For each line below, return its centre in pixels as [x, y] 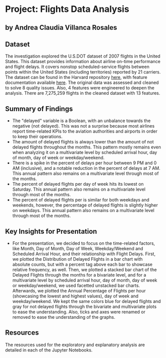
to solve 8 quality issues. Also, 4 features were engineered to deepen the [80, 88]
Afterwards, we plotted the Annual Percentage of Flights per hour [79, 291]
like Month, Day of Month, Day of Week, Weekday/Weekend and [78, 249]
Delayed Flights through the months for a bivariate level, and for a [79, 275]
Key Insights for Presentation [51, 231]
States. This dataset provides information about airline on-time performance [83, 62]
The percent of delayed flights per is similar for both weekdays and [81, 200]
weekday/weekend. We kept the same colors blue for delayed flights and [86, 301]
